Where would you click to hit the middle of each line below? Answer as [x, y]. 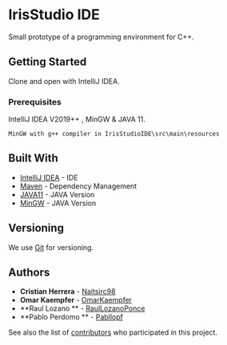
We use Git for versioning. [51, 247]
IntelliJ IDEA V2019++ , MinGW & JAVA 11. [77, 119]
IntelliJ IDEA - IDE [49, 177]
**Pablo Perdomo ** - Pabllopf [72, 317]
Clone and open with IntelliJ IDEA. [64, 81]
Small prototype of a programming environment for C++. [101, 37]
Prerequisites [35, 101]
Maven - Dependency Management [78, 186]
